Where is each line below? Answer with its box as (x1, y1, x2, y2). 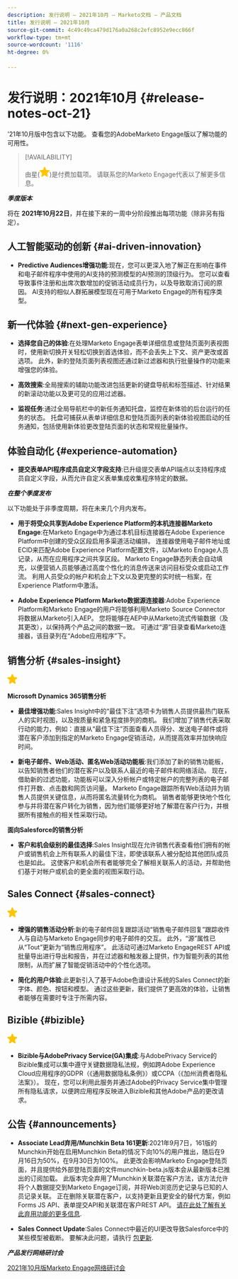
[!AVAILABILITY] (24, 152, 72, 161)
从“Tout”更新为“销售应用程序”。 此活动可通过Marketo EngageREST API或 (17, 942, 231, 951)
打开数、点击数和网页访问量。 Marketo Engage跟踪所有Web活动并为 (23, 784, 224, 793)
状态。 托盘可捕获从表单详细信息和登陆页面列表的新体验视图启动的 (30, 413, 225, 422)
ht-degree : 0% (7, 49, 50, 56)
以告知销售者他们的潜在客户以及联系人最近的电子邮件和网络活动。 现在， (17, 766, 231, 775)
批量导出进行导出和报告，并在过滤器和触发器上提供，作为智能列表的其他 (17, 952, 229, 960)
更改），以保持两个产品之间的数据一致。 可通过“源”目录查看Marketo (23, 623, 220, 631)
